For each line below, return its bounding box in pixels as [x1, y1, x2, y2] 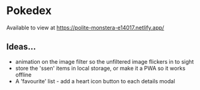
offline [15, 71, 32, 78]
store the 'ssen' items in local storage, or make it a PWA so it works [15, 64, 186, 72]
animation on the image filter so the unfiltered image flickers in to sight [15, 58, 194, 65]
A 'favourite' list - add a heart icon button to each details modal [15, 77, 175, 84]
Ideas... [6, 42, 36, 52]
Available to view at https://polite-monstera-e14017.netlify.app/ [6, 24, 164, 31]
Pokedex [6, 4, 52, 18]
